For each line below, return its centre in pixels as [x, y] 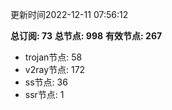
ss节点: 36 [46, 82]
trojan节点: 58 [53, 57]
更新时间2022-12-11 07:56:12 [69, 14]
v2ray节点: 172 [55, 69]
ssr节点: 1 [44, 94]
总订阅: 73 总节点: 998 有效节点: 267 [86, 36]
